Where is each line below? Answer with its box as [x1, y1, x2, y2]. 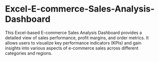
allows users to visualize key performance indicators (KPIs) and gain [5, 40, 142, 46]
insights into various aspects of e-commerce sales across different [5, 45, 139, 51]
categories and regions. [5, 50, 52, 56]
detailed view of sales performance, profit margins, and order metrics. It [5, 35, 149, 41]
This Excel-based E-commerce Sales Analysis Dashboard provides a [5, 30, 142, 35]
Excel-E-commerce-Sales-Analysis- [5, 3, 155, 15]
